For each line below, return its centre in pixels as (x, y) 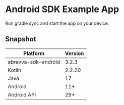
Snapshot (21, 39)
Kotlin (15, 70)
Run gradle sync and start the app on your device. (57, 23)
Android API (22, 94)
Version (74, 53)
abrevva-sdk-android (34, 62)
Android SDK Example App (62, 9)
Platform (34, 53)
